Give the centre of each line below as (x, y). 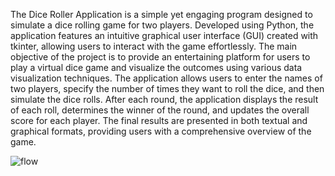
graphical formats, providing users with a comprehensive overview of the (161, 131)
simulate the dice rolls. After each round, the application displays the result (164, 99)
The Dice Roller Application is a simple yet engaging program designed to (161, 14)
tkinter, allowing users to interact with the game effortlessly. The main (154, 46)
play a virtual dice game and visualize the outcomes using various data (156, 67)
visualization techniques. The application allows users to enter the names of (166, 78)
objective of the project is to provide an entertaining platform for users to (160, 57)
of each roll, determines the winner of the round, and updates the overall (160, 110)
